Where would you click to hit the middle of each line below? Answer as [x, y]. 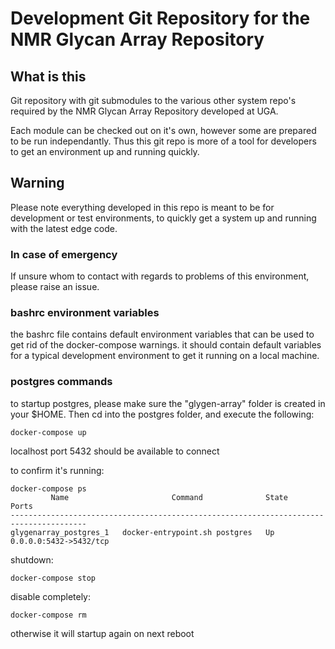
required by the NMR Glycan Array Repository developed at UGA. [144, 111]
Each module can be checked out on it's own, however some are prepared [163, 130]
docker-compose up [48, 432]
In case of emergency [64, 254]
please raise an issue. [55, 287]
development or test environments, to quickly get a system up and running [163, 218]
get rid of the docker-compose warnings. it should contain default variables [166, 345]
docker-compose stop [53, 578]
